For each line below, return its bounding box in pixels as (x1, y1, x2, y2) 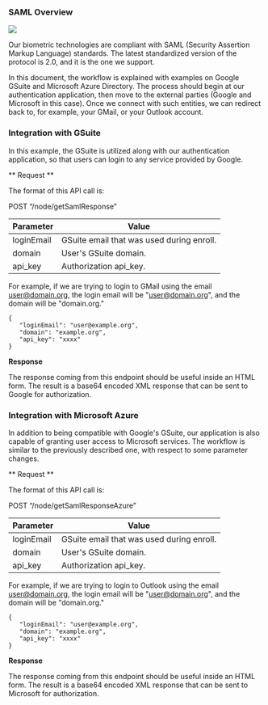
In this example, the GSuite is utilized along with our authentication (8, 146, 230, 155)
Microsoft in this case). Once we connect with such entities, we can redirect (8, 99, 261, 108)
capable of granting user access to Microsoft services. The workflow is (8, 436, 245, 446)
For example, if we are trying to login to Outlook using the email (8, 580, 220, 590)
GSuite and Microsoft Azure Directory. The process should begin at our (8, 82, 245, 91)
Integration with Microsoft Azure (8, 409, 139, 420)
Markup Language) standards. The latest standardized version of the (8, 49, 237, 58)
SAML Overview (8, 6, 73, 18)
